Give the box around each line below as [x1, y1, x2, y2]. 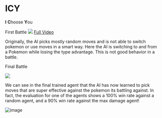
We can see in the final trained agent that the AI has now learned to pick [5, 82, 150, 88]
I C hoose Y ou [5, 19, 33, 25]
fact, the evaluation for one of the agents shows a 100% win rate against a [5, 92, 155, 98]
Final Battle [5, 63, 28, 69]
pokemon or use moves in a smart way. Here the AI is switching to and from [5, 43, 157, 49]
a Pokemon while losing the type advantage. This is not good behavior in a [5, 49, 155, 55]
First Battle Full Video [5, 29, 54, 35]
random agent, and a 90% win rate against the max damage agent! [5, 98, 140, 103]
